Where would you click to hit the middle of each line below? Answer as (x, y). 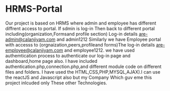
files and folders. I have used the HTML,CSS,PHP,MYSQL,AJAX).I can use (83, 72)
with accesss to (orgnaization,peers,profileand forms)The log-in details (80, 44)
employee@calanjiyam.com (34, 50)
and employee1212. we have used (100, 50)
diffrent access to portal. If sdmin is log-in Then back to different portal (80, 28)
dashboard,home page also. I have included (51, 61)
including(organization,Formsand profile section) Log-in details (71, 34)
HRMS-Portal (34, 9)
